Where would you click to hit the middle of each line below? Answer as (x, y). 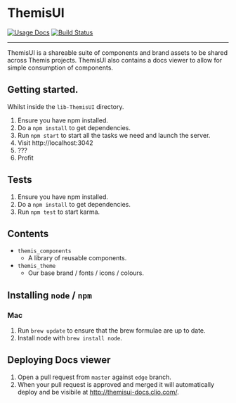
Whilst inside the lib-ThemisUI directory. (66, 106)
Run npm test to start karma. (59, 212)
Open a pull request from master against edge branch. (94, 377)
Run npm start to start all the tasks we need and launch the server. (114, 135)
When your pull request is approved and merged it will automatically (116, 384)
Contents (28, 234)
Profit (25, 158)
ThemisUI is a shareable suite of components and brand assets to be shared (118, 52)
